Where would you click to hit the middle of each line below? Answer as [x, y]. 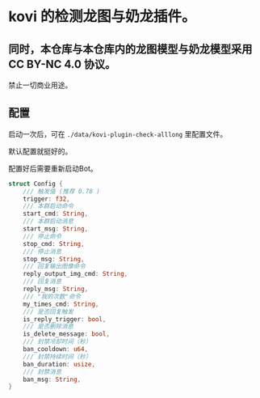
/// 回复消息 [42, 282]
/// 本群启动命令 [48, 206]
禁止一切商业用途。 [40, 85]
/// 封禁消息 [42, 372]
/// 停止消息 [42, 252]
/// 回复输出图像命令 [55, 267]
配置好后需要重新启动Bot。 [53, 168]
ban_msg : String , [52, 379]
